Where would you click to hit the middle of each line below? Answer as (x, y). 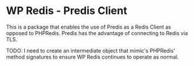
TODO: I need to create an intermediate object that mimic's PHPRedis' (91, 50)
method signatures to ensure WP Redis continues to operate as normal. (93, 57)
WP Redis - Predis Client (67, 11)
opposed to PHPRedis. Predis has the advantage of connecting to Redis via (97, 33)
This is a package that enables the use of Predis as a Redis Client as (89, 27)
